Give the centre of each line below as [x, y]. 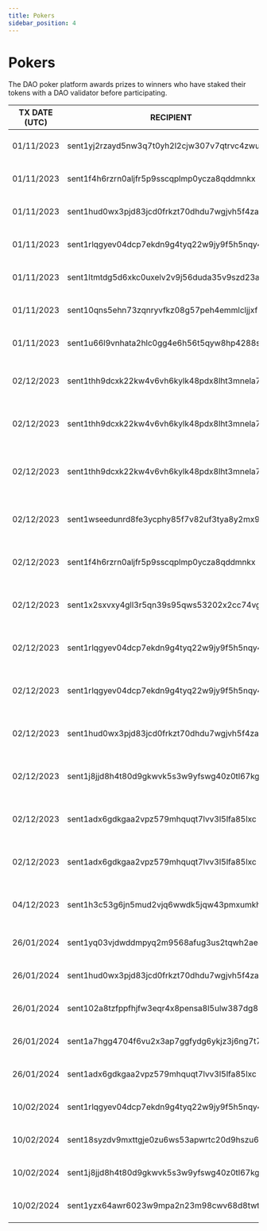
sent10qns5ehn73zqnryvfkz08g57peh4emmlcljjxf [163, 310]
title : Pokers [32, 16]
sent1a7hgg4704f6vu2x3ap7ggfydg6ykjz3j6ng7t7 [164, 1041]
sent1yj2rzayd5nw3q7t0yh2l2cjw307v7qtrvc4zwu [164, 146]
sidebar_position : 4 [43, 23]
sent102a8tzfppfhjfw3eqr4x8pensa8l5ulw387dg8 [163, 1009]
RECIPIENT [171, 118]
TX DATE [36, 112]
